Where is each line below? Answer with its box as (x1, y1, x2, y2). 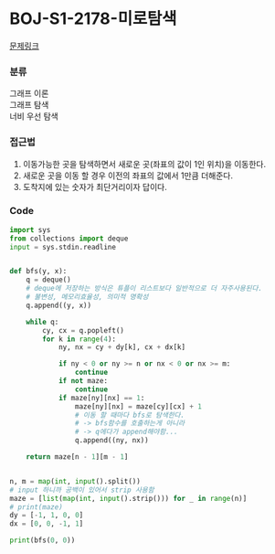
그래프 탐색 (9, 100, 49, 111)
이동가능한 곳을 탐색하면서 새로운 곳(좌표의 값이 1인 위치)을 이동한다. (22, 158, 267, 169)
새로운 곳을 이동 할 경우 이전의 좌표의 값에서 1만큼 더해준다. (22, 170, 233, 181)
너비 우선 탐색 (9, 111, 59, 122)
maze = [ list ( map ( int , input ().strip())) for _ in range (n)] (9, 494, 248, 503)
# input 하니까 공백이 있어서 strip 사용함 (9, 485, 154, 495)
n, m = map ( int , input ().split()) (9, 476, 142, 485)
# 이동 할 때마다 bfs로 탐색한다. (74, 410, 185, 420)
